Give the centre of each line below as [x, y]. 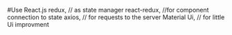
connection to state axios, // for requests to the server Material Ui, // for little [116, 17]
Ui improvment [28, 24]
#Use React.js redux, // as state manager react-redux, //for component [108, 10]
